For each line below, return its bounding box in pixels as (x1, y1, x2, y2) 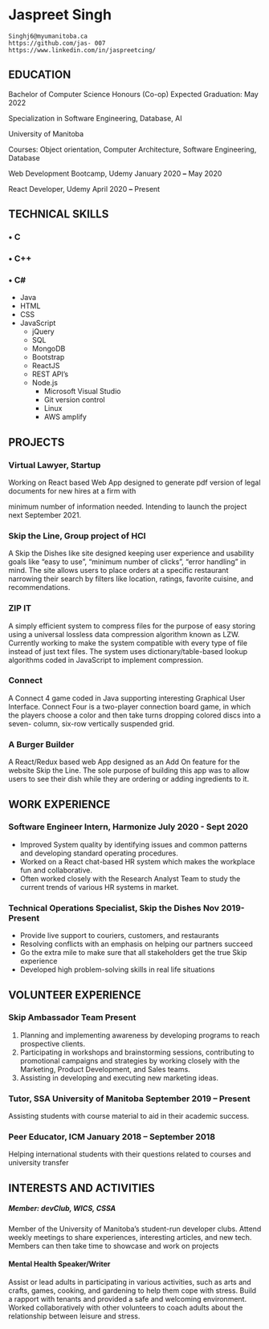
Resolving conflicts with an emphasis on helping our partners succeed (19, 939, 253, 949)
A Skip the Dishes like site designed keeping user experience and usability (8, 548, 255, 559)
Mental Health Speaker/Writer (8, 1259, 111, 1269)
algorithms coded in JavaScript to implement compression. (8, 655, 203, 664)
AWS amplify (43, 412, 87, 422)
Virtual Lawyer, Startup (8, 459, 101, 470)
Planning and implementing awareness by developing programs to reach (19, 1030, 260, 1040)
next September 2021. (8, 510, 82, 519)
